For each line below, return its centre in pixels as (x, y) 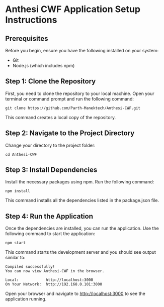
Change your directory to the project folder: (50, 145)
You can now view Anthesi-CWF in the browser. (55, 271)
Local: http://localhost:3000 (49, 280)
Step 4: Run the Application (49, 216)
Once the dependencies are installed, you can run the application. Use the (82, 228)
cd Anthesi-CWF (21, 154)
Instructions (31, 20)
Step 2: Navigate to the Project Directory (70, 133)
